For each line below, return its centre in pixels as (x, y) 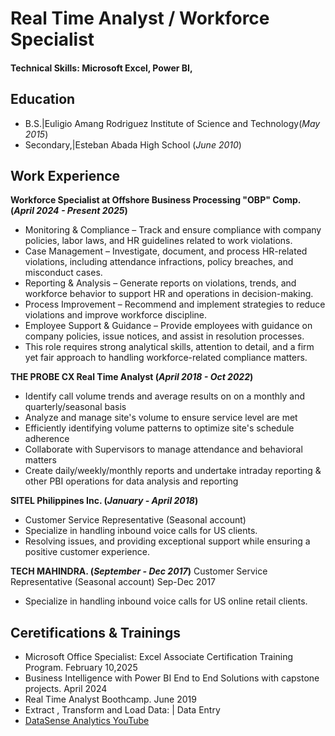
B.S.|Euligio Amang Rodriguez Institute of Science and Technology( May (172, 123)
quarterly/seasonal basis (75, 407)
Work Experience (65, 175)
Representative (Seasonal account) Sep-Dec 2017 (113, 582)
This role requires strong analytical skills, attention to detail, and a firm (169, 347)
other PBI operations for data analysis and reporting (131, 481)
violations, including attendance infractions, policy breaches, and (159, 262)
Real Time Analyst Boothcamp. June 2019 (110, 699)
